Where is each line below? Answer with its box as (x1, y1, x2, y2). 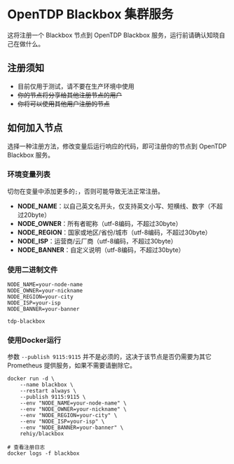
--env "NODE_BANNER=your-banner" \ (20, 424, 124, 431)
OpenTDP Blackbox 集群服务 (7, 6, 174, 22)
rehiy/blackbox (20, 430, 64, 437)
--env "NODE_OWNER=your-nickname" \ (20, 406, 128, 413)
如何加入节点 (7, 122, 63, 134)
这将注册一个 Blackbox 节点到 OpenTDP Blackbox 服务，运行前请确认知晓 (7, 31, 219, 39)
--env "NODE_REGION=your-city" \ (20, 412, 118, 419)
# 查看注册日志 (7, 444, 46, 451)
